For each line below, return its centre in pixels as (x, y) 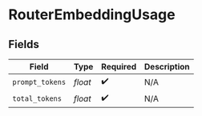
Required (119, 67)
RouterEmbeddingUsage (92, 15)
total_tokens (37, 98)
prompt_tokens (39, 82)
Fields (24, 44)
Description (167, 67)
